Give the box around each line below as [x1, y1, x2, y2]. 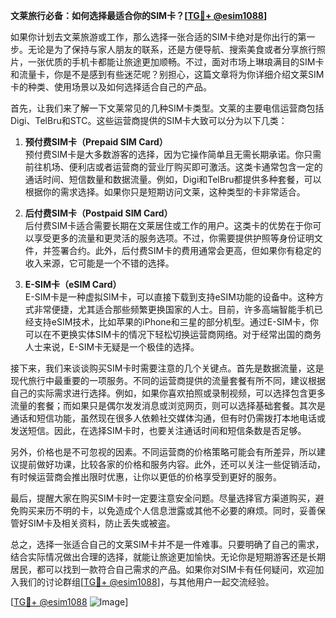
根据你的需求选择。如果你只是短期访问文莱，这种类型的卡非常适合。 [24, 186, 306, 198]
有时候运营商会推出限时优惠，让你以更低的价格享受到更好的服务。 [10, 471, 282, 483]
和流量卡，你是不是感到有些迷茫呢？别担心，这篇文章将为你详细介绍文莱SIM [10, 69, 325, 80]
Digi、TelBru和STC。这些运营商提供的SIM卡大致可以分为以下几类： [10, 115, 288, 126]
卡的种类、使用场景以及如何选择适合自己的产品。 [10, 81, 212, 93]
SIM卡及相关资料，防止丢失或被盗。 [27, 517, 176, 529]
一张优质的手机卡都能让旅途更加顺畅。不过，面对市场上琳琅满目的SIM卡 [27, 56, 325, 68]
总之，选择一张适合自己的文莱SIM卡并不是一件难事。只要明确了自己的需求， [10, 539, 325, 550]
